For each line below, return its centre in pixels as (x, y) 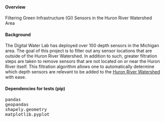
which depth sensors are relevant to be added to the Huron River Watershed (83, 72)
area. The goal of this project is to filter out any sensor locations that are (79, 51)
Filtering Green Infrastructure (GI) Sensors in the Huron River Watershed (79, 18)
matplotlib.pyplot (27, 114)
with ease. (16, 77)
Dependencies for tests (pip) (35, 89)
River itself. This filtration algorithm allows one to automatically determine (80, 66)
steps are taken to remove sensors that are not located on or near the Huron (82, 61)
